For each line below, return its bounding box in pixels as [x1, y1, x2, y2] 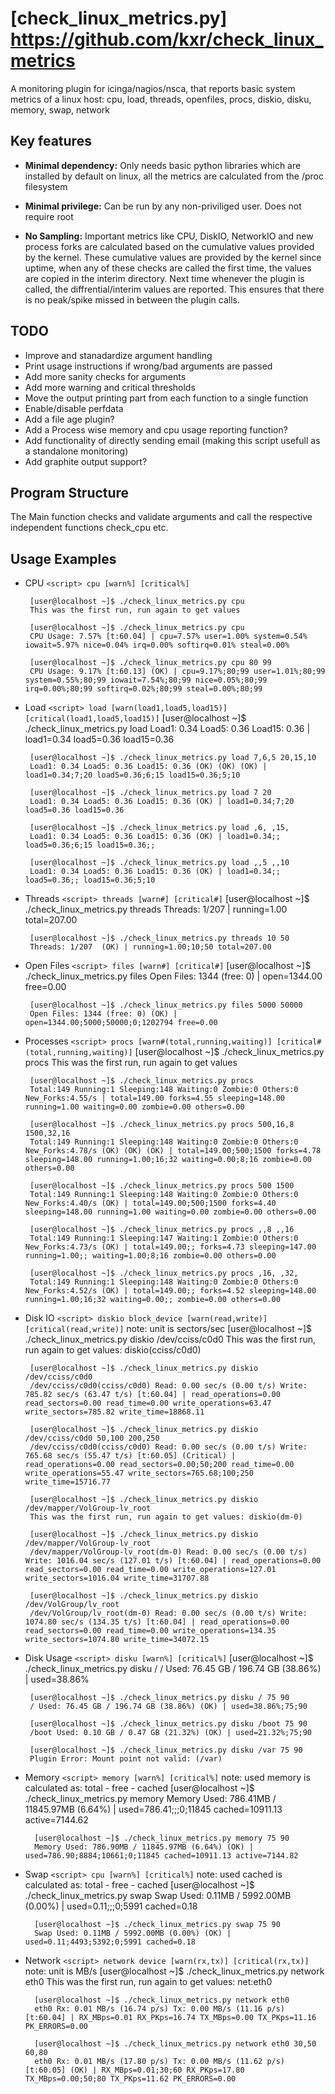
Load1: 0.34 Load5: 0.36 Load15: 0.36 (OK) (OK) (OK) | [29, 762, 268, 772]
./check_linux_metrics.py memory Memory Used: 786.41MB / [24, 1793, 277, 1805]
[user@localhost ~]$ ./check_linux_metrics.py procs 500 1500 [29, 1181, 295, 1191]
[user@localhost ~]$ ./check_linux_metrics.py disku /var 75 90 [29, 1745, 303, 1756]
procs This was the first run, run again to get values [24, 1057, 238, 1069]
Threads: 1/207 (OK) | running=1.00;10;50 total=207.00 [29, 942, 272, 952]
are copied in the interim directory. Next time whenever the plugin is [24, 272, 305, 284]
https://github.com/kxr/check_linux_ [10, 28, 324, 51]
